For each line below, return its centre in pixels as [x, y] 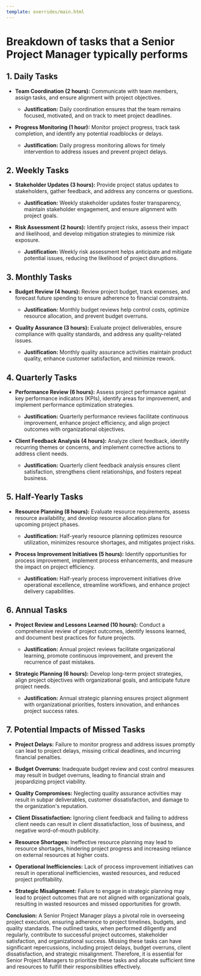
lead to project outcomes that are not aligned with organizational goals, [103, 897]
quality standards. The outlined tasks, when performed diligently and [91, 928]
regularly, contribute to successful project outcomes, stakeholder [87, 934]
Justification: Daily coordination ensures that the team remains [102, 109]
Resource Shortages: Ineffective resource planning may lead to [94, 842]
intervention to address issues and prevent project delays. [96, 152]
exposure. [27, 240]
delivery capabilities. [49, 591]
